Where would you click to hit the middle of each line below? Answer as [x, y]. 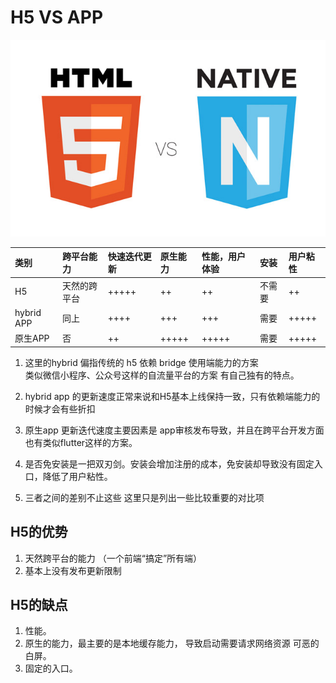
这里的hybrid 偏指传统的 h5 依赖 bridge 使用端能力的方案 [141, 362]
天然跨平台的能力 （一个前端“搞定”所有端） [113, 558]
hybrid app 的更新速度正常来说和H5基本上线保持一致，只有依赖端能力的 [172, 396]
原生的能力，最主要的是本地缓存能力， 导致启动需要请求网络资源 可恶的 [172, 643]
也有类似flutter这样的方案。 [81, 442]
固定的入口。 [51, 668]
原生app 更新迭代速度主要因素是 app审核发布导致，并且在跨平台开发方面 [174, 430]
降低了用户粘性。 [77, 476]
